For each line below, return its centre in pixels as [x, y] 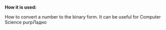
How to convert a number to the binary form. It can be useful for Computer [83, 17]
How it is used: [21, 7]
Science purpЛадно [26, 22]
